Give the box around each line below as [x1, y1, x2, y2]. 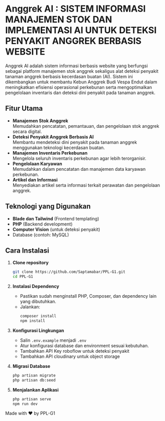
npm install [20, 318, 45, 323]
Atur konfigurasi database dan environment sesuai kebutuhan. [20, 342, 149, 349]
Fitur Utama [5, 104, 43, 113]
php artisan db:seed [12, 378, 56, 383]
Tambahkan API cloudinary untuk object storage [20, 353, 120, 359]
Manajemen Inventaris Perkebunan [12, 150, 88, 156]
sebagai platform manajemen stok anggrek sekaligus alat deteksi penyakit [5, 68, 158, 74]
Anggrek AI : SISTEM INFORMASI [5, 3, 146, 15]
